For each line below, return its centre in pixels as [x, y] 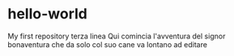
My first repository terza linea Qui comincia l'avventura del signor [117, 36]
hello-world [48, 14]
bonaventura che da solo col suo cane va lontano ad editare [108, 44]
